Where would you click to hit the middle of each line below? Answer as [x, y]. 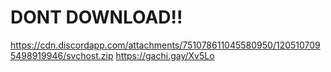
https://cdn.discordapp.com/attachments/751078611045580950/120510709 [165, 45]
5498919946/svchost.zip [62, 55]
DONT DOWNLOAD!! [96, 17]
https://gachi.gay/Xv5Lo [165, 55]
